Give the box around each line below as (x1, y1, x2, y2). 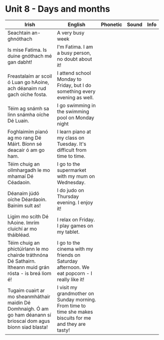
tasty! (57, 326, 70, 333)
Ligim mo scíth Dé (7, 213, 49, 220)
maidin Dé (7, 299, 31, 306)
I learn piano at (57, 128, 91, 135)
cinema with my (57, 245, 93, 252)
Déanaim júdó (7, 190, 40, 196)
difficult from (57, 147, 87, 153)
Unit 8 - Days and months (5, 3, 110, 15)
